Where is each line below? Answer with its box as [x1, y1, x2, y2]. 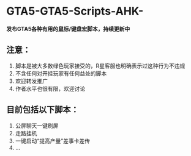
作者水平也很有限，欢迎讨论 [15, 85, 86, 92]
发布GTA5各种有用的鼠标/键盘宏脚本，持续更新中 [6, 25, 130, 32]
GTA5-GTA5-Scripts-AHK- [6, 4, 144, 18]
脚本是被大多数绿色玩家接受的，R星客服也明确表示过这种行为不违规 [15, 62, 185, 69]
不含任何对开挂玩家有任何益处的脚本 [15, 69, 107, 77]
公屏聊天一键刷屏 [15, 122, 59, 129]
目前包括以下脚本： [6, 105, 79, 115]
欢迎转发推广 [15, 77, 48, 85]
